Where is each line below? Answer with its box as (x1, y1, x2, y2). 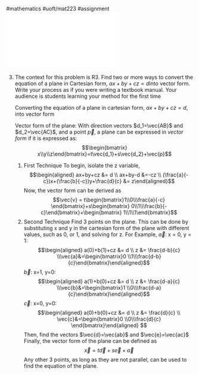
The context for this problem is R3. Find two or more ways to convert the (14, 74, 194, 80)
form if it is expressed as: (14, 135, 77, 142)
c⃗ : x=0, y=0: (23, 300, 57, 306)
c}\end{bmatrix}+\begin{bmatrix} (41, 209, 122, 216)
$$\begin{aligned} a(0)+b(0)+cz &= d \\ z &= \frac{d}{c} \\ (38, 309, 181, 316)
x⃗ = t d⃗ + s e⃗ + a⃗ (84, 347, 134, 354)
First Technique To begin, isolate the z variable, (23, 162, 140, 169)
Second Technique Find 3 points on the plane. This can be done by (23, 218, 189, 225)
